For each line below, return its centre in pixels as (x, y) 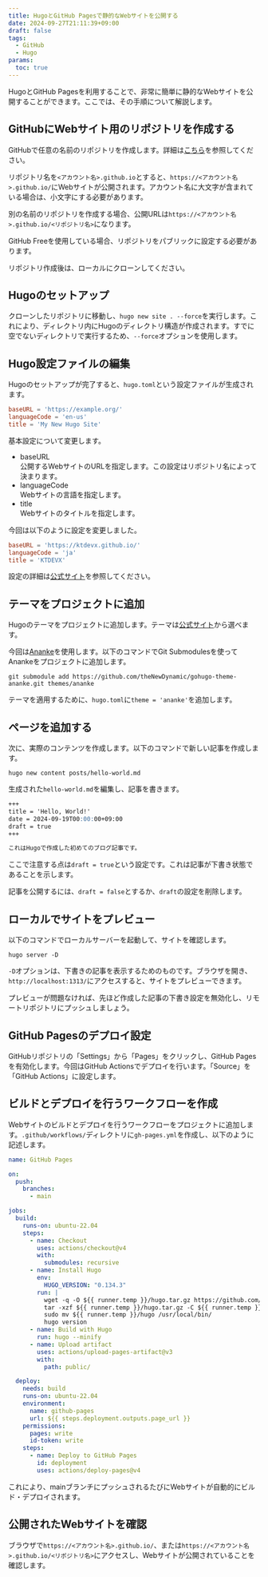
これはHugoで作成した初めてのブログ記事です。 (75, 848)
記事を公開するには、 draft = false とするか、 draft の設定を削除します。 (127, 891)
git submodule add (39, 677)
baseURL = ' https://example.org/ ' (66, 410)
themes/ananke (71, 684)
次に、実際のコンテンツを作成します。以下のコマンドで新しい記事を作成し (130, 748)
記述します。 (29, 1145)
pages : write (51, 1433)
